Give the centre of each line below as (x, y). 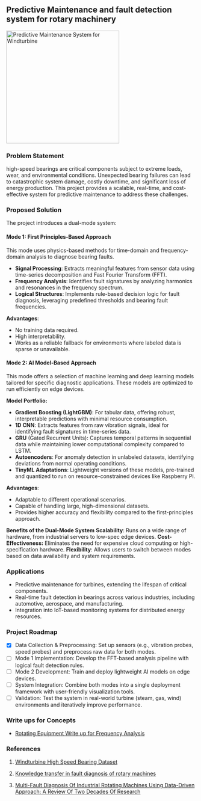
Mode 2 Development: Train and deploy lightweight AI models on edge (102, 671)
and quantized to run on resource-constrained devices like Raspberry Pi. (105, 476)
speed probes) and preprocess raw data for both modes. (85, 652)
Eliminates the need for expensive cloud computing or (112, 543)
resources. (28, 616)
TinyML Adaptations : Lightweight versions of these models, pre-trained (104, 470)
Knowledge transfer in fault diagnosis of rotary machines (85, 774)
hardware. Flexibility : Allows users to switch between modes (115, 549)
